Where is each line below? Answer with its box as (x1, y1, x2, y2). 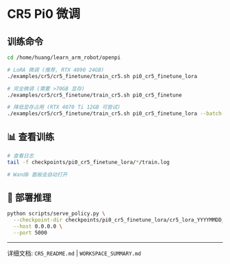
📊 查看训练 (7, 131, 55, 142)
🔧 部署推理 (7, 192, 51, 203)
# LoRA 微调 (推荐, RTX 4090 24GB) (7, 66, 105, 73)
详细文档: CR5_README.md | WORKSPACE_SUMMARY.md (7, 249, 142, 257)
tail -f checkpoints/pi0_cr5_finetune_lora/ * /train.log (7, 159, 170, 166)
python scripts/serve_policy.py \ (7, 210, 106, 217)
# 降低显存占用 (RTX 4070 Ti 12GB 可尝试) (7, 104, 121, 111)
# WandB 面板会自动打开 (7, 171, 68, 178)
